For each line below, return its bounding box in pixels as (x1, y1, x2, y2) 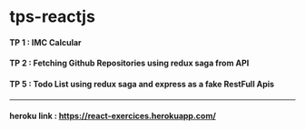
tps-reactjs (9, 6, 95, 27)
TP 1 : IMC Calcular (9, 36, 82, 47)
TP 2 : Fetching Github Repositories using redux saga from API (9, 57, 250, 69)
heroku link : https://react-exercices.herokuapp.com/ (9, 111, 216, 122)
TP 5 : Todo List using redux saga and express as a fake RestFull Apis (9, 78, 275, 89)
